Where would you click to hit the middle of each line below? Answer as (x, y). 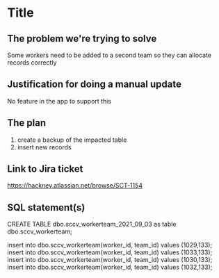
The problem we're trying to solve (82, 39)
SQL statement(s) (46, 207)
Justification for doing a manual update (95, 84)
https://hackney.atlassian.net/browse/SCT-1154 (75, 186)
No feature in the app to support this (59, 101)
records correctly (32, 63)
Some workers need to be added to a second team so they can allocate (109, 55)
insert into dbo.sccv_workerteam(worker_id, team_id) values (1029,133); (110, 245)
